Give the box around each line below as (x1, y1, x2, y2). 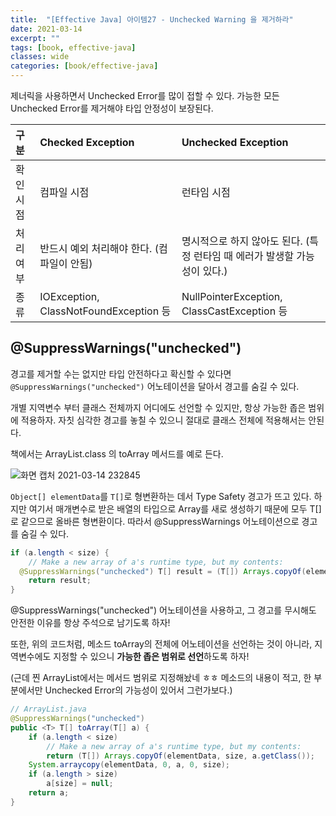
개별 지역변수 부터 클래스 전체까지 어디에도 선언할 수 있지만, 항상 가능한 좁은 (10, 401, 307, 413)
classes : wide (10, 52, 70, 62)
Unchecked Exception (181, 136, 289, 149)
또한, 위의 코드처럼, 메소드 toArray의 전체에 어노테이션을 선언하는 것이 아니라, (10, 638, 313, 650)
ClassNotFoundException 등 (39, 304, 172, 318)
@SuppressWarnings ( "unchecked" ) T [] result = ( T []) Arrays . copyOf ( (19, 566, 307, 576)
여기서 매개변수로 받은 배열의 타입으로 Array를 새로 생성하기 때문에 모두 (28, 502, 308, 515)
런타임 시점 (181, 186, 231, 199)
